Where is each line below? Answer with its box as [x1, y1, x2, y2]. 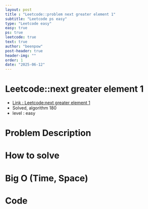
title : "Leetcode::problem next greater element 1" [5, 12, 116, 17]
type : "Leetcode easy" [5, 21, 52, 26]
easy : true [5, 26, 28, 31]
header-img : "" [5, 53, 37, 58]
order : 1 [5, 58, 23, 63]
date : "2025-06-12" [5, 62, 45, 67]
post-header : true [5, 48, 43, 53]
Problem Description [5, 128, 91, 139]
